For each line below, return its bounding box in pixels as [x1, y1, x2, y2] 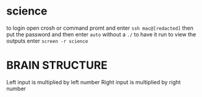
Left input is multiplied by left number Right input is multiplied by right [6, 78, 181, 85]
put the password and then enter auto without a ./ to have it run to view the [6, 30, 197, 38]
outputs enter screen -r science [6, 37, 88, 44]
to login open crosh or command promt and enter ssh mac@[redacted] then [6, 24, 194, 32]
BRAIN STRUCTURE [6, 59, 108, 72]
